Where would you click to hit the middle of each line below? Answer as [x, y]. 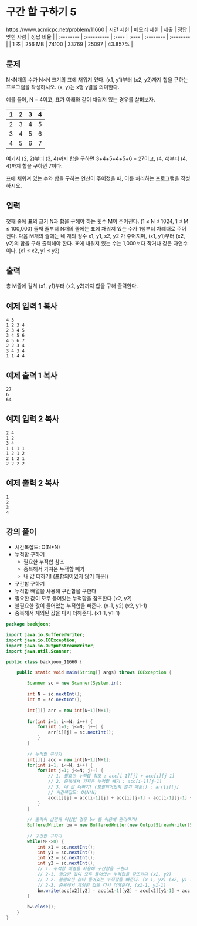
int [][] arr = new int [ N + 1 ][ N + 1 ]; [69, 711]
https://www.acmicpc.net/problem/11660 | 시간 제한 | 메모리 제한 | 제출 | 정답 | [98, 29]
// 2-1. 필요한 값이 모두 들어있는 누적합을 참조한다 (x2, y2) [104, 874]
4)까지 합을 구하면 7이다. [34, 165]
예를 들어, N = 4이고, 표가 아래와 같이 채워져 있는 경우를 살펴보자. [81, 99]
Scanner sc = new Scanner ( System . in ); [74, 683]
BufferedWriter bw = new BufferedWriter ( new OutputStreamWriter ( [109, 825]
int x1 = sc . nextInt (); [66, 847]
